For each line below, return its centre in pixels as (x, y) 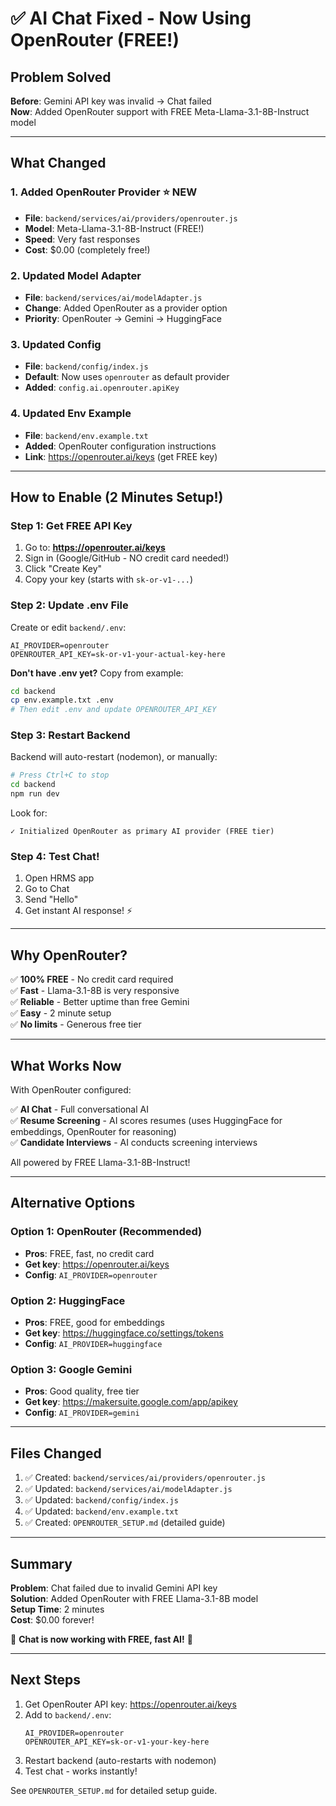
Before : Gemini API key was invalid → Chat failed (111, 101)
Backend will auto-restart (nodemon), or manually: (114, 757)
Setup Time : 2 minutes (57, 1609)
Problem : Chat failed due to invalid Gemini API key (114, 1588)
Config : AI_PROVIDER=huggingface (93, 1344)
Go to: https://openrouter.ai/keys (95, 548)
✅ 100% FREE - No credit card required (92, 979)
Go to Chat (47, 889)
